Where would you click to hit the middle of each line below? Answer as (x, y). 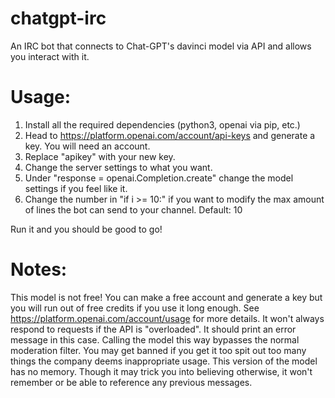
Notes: (39, 269)
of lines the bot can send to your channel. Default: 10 (133, 209)
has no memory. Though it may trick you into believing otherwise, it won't (161, 371)
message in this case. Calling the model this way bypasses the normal (155, 339)
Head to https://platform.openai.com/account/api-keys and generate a (170, 135)
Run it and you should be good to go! (86, 229)
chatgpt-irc (58, 18)
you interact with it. (50, 56)
